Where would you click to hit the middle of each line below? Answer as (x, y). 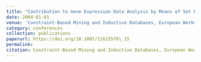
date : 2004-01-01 (28, 17)
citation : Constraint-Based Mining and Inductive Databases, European (96, 50)
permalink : (20, 45)
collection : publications (38, 34)
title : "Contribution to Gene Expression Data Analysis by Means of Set (99, 12)
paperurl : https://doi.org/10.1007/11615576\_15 (68, 39)
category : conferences (34, 28)
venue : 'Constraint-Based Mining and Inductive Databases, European (93, 22)
